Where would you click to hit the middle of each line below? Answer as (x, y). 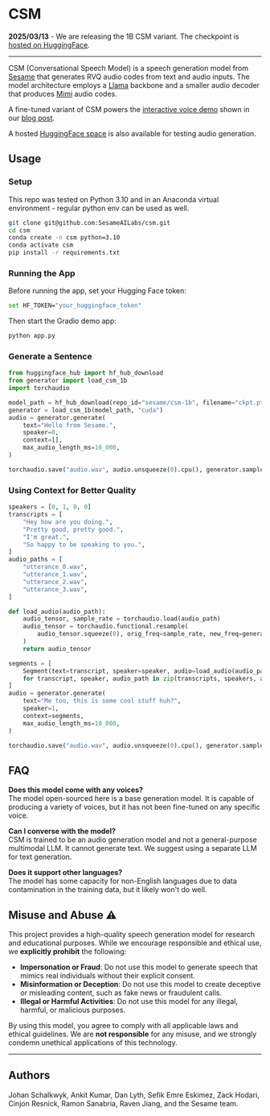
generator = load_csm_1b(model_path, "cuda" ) (86, 410)
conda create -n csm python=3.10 (64, 238)
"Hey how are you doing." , (68, 522)
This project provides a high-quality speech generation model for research (132, 935)
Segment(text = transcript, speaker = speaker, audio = (109, 671)
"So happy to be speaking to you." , (84, 545)
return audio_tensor (57, 649)
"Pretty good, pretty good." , (74, 529)
